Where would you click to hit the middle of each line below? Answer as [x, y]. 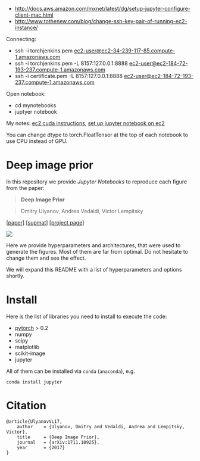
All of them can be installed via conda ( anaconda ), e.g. [71, 371]
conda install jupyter [34, 382]
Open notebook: [26, 94]
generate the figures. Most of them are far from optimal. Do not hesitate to [97, 251]
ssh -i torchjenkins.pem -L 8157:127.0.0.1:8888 [71, 63]
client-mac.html [34, 15]
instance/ [26, 27]
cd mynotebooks [35, 105]
